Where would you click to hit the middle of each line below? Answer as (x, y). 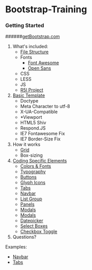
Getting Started (25, 26)
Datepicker (32, 221)
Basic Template (29, 95)
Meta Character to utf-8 (45, 107)
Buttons (28, 177)
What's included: (30, 47)
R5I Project (32, 90)
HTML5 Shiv (33, 123)
